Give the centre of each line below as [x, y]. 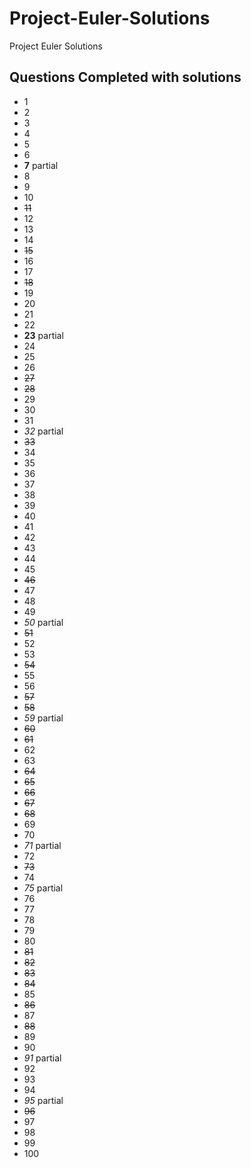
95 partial [43, 1100]
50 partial [43, 622]
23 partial [43, 335]
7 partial [41, 165]
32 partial [43, 431]
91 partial [42, 1058]
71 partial [42, 845]
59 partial [43, 718]
